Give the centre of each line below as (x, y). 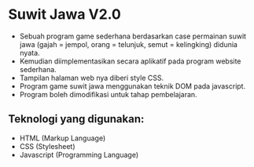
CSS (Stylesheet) (48, 146)
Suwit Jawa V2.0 (65, 15)
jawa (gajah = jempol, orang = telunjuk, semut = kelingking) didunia (129, 44)
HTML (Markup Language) (63, 138)
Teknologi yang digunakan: (76, 119)
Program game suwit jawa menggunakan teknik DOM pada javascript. (133, 86)
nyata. (30, 53)
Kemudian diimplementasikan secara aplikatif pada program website (130, 61)
